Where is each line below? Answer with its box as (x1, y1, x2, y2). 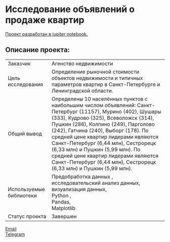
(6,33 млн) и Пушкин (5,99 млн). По (51, 146, 141, 153)
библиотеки (8, 192, 37, 199)
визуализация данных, (51, 185, 107, 192)
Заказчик (8, 60, 31, 67)
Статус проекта (8, 213, 47, 220)
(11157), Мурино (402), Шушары (79, 108, 161, 115)
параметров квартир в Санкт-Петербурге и (51, 81, 160, 88)
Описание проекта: (5, 45, 70, 54)
